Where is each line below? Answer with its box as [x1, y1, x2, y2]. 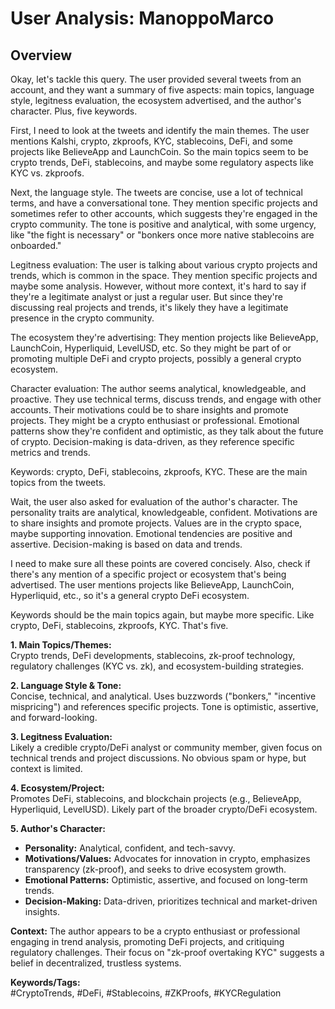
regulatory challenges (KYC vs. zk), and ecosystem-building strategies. [10, 660, 305, 672]
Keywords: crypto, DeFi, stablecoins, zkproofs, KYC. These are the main [10, 466, 308, 477]
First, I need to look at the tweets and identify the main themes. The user [10, 125, 310, 136]
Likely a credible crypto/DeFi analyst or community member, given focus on [10, 742, 323, 753]
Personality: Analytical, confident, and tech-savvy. [24, 842, 236, 854]
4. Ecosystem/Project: [10, 782, 105, 794]
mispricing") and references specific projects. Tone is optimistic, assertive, [10, 701, 319, 712]
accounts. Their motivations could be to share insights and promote [10, 404, 289, 416]
